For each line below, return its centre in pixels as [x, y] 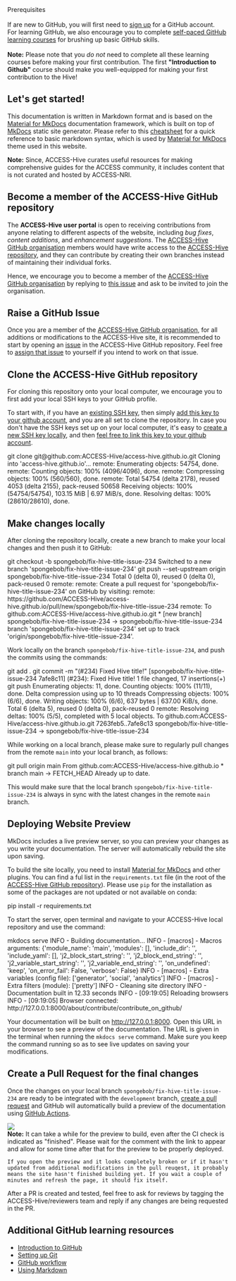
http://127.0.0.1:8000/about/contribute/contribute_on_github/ [95, 1008]
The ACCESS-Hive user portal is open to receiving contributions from [109, 225]
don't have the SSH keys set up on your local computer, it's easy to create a [117, 428]
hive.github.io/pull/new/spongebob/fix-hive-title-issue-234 [93, 607]
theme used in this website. [47, 146]
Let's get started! [46, 99]
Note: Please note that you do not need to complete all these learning [108, 55]
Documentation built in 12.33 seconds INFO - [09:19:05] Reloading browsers [118, 993]
